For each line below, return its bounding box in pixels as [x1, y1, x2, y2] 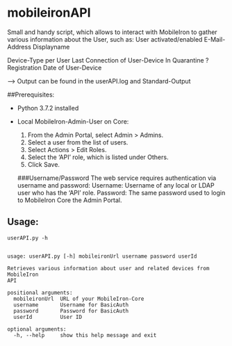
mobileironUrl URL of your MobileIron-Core [13, 295, 144, 302]
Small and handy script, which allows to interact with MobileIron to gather [7, 28, 217, 36]
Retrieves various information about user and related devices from [7, 265, 210, 272]
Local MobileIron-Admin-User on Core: [17, 117, 129, 126]
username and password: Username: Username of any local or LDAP [17, 181, 215, 189]
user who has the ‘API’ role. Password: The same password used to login [17, 188, 226, 197]
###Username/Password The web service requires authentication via [17, 174, 217, 182]
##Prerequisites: [7, 90, 55, 99]
